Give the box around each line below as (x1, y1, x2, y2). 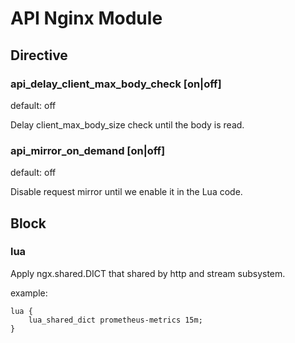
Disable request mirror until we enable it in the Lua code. (10, 186, 243, 198)
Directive (10, 47, 68, 64)
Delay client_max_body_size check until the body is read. (10, 118, 245, 131)
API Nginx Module (10, 7, 163, 30)
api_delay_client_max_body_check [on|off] (10, 77, 222, 91)
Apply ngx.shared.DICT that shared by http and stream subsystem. (10, 267, 286, 279)
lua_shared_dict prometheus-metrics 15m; (28, 315, 203, 325)
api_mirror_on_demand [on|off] (10, 143, 166, 157)
